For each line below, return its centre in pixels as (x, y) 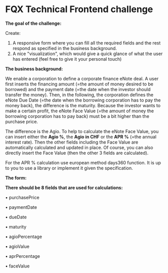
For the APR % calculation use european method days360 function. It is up (83, 162)
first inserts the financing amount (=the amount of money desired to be (79, 84)
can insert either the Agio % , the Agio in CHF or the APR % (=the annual (81, 136)
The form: (16, 177)
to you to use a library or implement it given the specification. (69, 168)
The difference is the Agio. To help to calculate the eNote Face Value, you (82, 131)
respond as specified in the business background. (65, 48)
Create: (13, 33)
